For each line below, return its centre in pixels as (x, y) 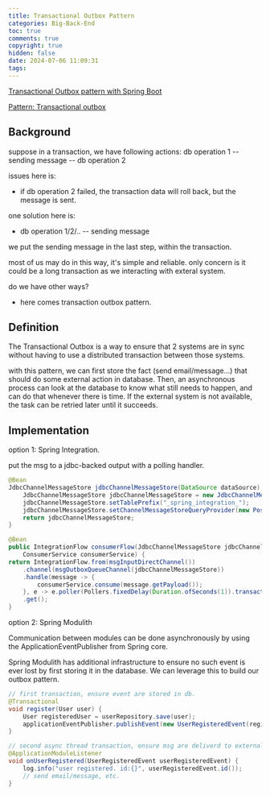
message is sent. (48, 200)
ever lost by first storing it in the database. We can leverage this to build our (134, 671)
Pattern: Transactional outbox (57, 106)
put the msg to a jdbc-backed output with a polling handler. (106, 466)
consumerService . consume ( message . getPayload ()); (120, 585)
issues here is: (32, 176)
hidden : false (32, 53)
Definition (33, 327)
